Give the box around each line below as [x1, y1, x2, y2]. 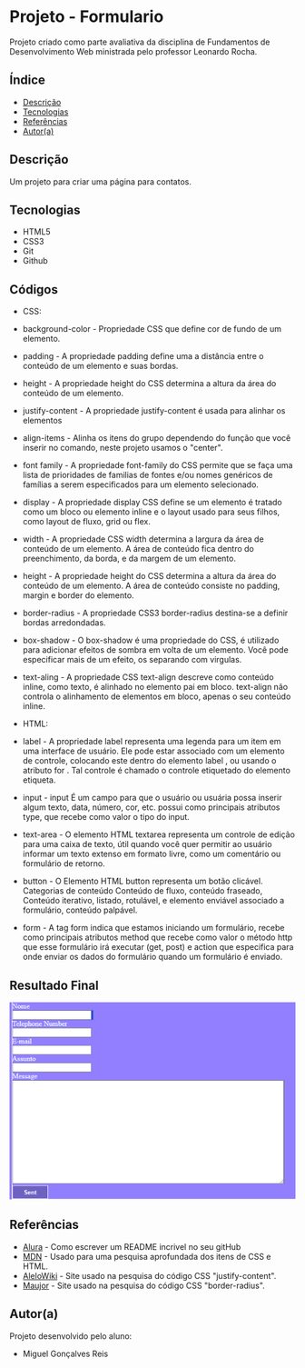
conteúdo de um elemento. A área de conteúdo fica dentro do [22, 544, 254, 554]
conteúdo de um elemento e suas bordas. [22, 361, 179, 372]
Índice [9, 73, 45, 88]
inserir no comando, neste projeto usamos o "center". [22, 443, 223, 454]
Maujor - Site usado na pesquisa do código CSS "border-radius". [22, 1280, 265, 1291]
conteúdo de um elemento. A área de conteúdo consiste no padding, [22, 580, 280, 592]
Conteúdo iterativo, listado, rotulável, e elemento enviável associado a [22, 895, 285, 906]
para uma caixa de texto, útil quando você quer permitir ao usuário [22, 839, 272, 850]
